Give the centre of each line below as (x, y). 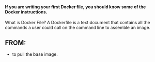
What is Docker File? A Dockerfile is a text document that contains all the (77, 23)
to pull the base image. (35, 54)
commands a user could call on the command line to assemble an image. (78, 28)
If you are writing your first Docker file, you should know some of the (76, 7)
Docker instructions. (26, 12)
